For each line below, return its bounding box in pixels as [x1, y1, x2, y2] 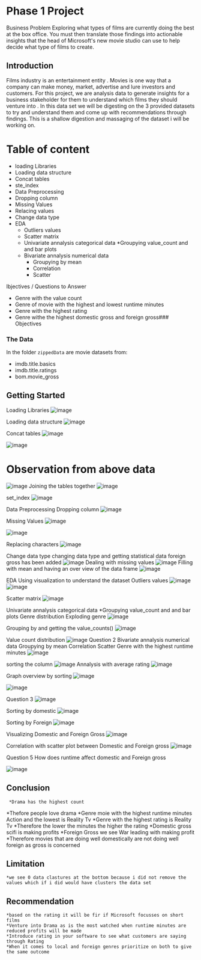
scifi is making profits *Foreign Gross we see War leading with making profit [6, 828, 195, 835]
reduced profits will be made [6, 928, 82, 934]
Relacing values [14, 207, 55, 214]
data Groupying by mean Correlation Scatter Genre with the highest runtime [6, 642, 194, 650]
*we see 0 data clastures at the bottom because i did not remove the [6, 875, 187, 881]
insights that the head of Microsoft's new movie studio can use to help [6, 37, 180, 44]
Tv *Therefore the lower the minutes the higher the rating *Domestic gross [6, 822, 192, 829]
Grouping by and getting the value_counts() [6, 624, 114, 632]
